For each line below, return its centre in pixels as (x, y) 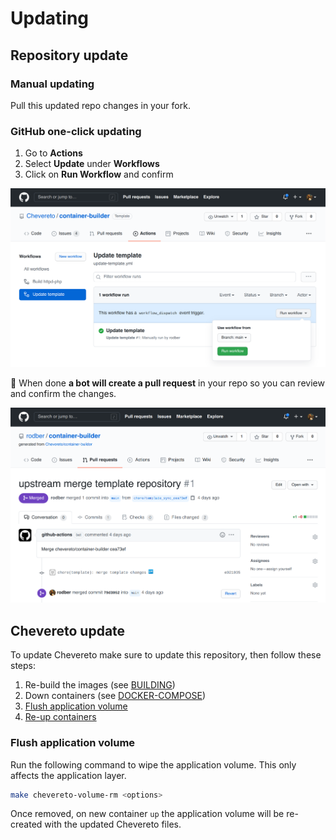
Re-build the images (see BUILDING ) (100, 685)
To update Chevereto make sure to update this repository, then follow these (166, 655)
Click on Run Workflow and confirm (99, 174)
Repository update (69, 55)
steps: (23, 666)
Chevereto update (68, 630)
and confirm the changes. (63, 394)
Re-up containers (60, 717)
